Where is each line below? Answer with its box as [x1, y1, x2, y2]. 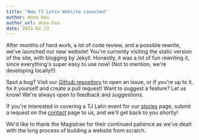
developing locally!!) [6, 67, 56, 74]
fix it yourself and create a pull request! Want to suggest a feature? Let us [6, 85, 186, 92]
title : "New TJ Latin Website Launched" [6, 8, 108, 15]
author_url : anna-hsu [6, 20, 60, 26]
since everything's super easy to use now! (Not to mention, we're [6, 61, 167, 68]
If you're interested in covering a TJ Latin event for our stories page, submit [6, 102, 191, 110]
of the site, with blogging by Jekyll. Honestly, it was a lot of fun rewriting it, [6, 54, 189, 61]
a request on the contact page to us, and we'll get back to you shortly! [6, 109, 179, 116]
